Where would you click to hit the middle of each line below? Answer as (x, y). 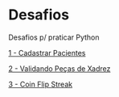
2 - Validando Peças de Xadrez (59, 68)
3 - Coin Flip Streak (41, 84)
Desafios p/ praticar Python (54, 37)
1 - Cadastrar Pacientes (47, 53)
